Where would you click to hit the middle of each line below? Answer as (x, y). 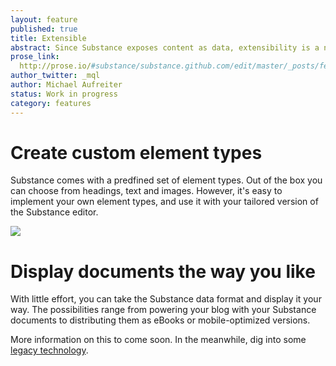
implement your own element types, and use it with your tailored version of (164, 202)
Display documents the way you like (163, 271)
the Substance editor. (54, 212)
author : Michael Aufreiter (66, 85)
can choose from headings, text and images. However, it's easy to (146, 191)
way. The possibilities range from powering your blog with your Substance (163, 310)
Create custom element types (136, 152)
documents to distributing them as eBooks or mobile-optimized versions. (160, 320)
